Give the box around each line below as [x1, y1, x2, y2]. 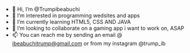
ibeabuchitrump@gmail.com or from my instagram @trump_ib [11, 40, 166, 47]
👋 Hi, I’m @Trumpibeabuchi [11, 6, 80, 13]
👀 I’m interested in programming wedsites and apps [11, 12, 140, 19]
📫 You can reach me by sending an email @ [11, 32, 122, 38]
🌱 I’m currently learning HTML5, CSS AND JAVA [11, 18, 131, 25]
